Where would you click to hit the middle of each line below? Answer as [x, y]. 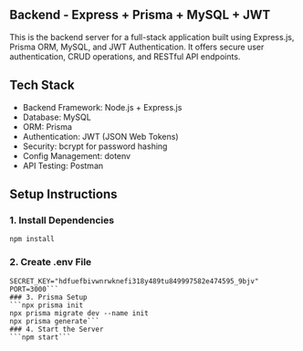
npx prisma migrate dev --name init [79, 313]
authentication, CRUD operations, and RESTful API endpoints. [125, 56]
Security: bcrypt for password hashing [95, 146]
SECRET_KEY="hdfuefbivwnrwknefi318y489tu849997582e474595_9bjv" [134, 281]
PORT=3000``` [34, 289]
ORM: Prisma [47, 126]
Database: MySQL [57, 117]
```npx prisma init [47, 305]
